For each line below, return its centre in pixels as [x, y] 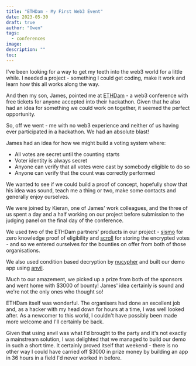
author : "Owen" [25, 28]
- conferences [28, 39]
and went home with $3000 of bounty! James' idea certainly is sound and [95, 285]
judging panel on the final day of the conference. [65, 220]
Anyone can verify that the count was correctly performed [85, 172]
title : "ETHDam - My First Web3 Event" [55, 11]
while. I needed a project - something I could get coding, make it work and [96, 78]
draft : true [20, 22]
